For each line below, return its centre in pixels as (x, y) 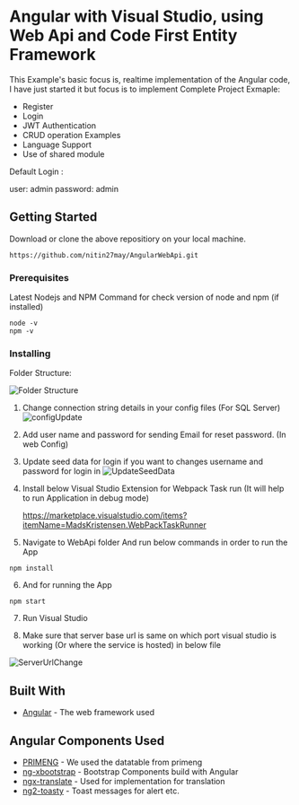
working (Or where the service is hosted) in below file (122, 645)
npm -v (22, 331)
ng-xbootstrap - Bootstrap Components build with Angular (130, 771)
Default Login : (37, 171)
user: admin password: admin (64, 188)
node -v (24, 324)
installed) (26, 307)
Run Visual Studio (55, 618)
